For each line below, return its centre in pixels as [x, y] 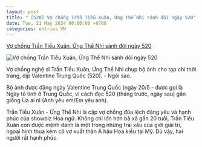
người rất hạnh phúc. [32, 138]
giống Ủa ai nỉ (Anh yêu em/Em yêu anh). [57, 100]
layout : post [23, 12]
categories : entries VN [36, 29]
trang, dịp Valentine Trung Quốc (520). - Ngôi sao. [69, 76]
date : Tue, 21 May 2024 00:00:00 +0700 [57, 23]
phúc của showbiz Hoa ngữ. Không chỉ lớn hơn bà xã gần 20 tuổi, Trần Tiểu [100, 119]
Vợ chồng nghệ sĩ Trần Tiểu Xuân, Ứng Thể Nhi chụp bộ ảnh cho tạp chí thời [101, 70]
